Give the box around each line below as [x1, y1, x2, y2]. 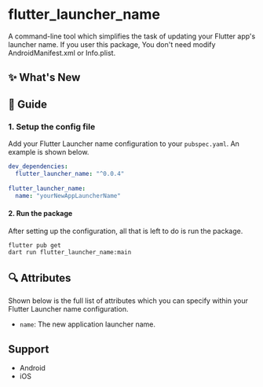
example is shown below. [8, 148, 89, 157]
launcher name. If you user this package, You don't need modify [8, 39, 216, 49]
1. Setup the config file [8, 121, 96, 132]
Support [8, 342, 49, 356]
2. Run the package [8, 208, 73, 217]
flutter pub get [8, 241, 61, 249]
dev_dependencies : [8, 162, 68, 170]
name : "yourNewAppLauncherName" [15, 192, 122, 199]
